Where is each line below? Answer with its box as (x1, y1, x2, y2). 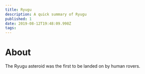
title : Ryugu (5, 7, 32, 12)
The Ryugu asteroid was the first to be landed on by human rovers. (5, 63, 141, 69)
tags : (5, 26, 16, 31)
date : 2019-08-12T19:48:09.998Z (5, 21, 71, 26)
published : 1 (5, 16, 32, 21)
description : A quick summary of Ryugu (5, 12, 87, 17)
